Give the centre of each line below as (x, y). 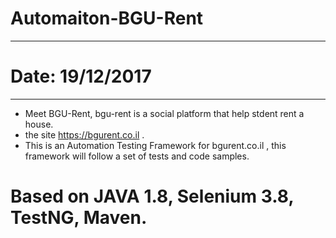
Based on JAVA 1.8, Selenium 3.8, (152, 196)
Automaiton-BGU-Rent (107, 18)
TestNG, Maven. (79, 218)
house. (39, 124)
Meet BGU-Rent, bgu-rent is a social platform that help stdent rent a (164, 113)
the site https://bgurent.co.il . (84, 134)
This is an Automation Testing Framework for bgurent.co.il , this (155, 145)
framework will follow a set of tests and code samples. (137, 156)
